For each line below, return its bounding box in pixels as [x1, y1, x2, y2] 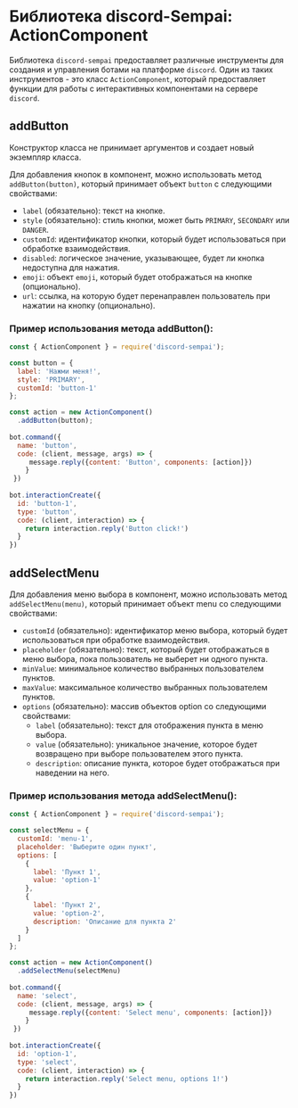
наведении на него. [35, 767, 109, 778]
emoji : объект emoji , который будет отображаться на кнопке [21, 271, 253, 282]
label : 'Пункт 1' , [32, 867, 101, 876]
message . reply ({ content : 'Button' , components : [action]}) [28, 458, 253, 467]
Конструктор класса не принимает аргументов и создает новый [9, 142, 254, 153]
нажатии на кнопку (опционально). [21, 300, 156, 310]
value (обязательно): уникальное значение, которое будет [35, 739, 258, 749]
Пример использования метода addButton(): [9, 322, 213, 335]
